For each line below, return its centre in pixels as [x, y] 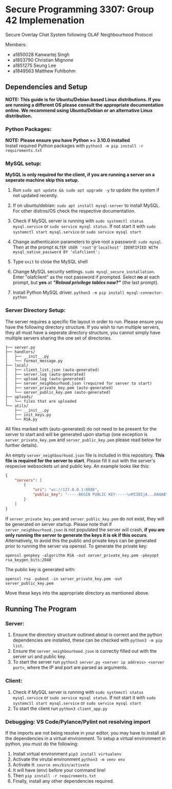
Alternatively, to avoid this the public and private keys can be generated [81, 540]
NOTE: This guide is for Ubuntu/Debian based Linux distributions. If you [83, 99]
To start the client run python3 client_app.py [60, 708]
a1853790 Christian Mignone [43, 60]
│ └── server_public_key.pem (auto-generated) [58, 392]
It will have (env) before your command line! [59, 770]
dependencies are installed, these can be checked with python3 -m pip [88, 640]
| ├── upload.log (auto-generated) [46, 379]
